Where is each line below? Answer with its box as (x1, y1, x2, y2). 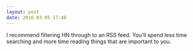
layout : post (6, 8, 40, 15)
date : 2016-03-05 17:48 (6, 15, 67, 21)
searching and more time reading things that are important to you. (6, 38, 172, 45)
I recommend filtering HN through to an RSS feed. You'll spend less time (6, 31, 188, 38)
